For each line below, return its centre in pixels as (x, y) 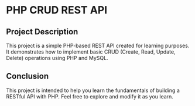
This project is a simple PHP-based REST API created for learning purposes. (98, 45)
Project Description (42, 32)
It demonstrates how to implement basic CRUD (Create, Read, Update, (91, 52)
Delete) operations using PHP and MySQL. (57, 58)
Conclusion (28, 76)
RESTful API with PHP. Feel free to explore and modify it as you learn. (90, 96)
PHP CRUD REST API (57, 10)
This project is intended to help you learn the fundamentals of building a (93, 90)
